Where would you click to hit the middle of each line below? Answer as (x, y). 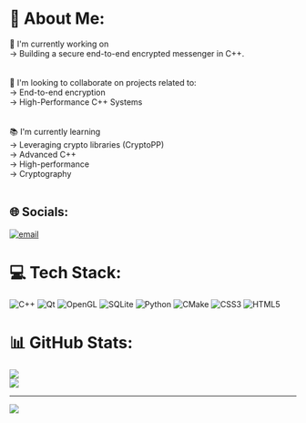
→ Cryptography (41, 173)
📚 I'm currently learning (55, 131)
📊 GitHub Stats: (71, 342)
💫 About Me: (57, 19)
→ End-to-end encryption (58, 92)
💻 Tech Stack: (66, 272)
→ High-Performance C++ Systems (76, 102)
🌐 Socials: (39, 212)
